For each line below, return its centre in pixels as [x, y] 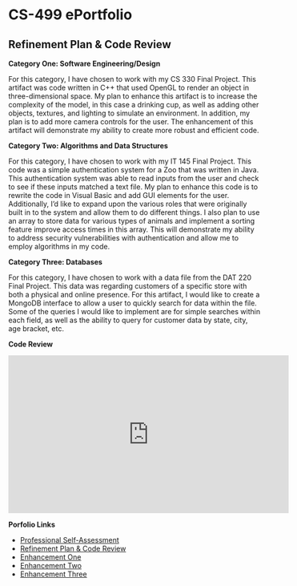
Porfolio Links [32, 524]
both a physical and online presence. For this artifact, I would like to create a [134, 295]
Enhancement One [50, 557]
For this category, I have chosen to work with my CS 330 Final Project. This [132, 79]
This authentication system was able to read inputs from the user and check [134, 178]
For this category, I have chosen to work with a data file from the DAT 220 [130, 277]
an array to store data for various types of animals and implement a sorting [132, 221]
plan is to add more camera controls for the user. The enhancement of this [131, 121]
